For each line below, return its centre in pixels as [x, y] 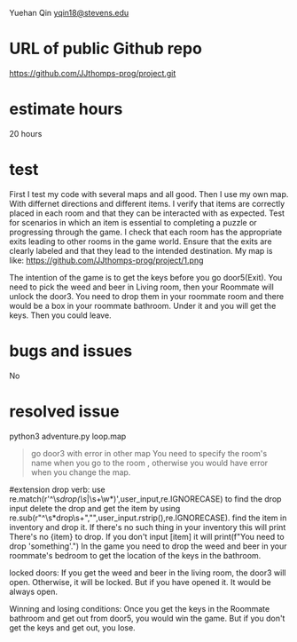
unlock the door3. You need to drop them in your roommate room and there [147, 296]
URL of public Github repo [106, 49]
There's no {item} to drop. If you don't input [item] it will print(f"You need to [147, 536]
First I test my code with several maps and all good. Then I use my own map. [149, 194]
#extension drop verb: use [58, 489]
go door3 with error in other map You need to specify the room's [149, 453]
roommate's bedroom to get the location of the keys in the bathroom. [135, 555]
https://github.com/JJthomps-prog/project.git [93, 73]
